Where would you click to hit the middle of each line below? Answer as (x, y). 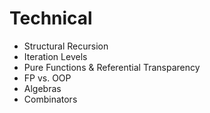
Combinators (50, 99)
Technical (51, 18)
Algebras (42, 88)
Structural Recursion (66, 46)
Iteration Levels (55, 56)
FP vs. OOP (47, 78)
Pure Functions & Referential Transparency (112, 67)
